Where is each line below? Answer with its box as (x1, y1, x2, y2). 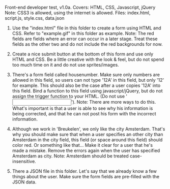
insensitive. (12, 159, 36, 164)
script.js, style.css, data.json (5, 15, 65, 21)
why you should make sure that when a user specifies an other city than (12, 132, 163, 137)
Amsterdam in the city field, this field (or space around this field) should (12, 137, 163, 143)
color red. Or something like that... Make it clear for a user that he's (12, 142, 153, 148)
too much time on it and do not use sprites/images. (12, 62, 119, 68)
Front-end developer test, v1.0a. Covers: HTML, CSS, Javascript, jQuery (5, 5, 156, 10)
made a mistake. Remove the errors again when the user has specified (12, 147, 160, 153)
